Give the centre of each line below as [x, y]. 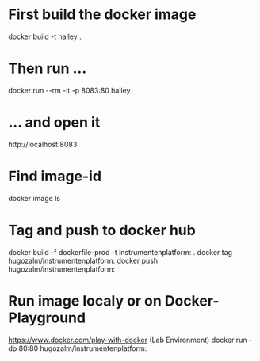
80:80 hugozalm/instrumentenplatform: [83, 348]
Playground [47, 317]
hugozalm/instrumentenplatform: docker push [83, 260]
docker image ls [34, 198]
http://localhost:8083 [43, 144]
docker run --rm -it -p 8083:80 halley [69, 90]
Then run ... [48, 68]
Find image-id [55, 177]
